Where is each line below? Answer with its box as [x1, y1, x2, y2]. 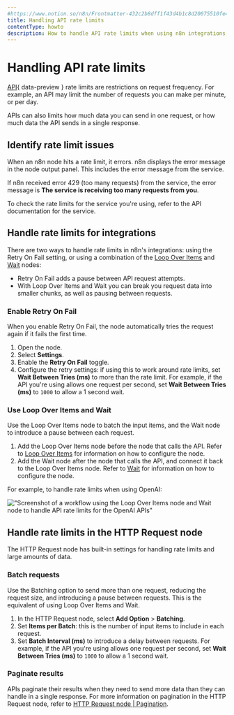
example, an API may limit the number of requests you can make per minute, [7, 90, 226, 99]
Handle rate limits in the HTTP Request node [7, 526, 203, 538]
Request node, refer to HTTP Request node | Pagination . [7, 700, 169, 708]
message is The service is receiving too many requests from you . [7, 186, 199, 194]
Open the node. [17, 343, 63, 352]
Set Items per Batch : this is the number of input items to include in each [17, 621, 224, 630]
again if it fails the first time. [7, 330, 87, 338]
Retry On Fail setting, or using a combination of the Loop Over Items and [7, 253, 215, 261]
